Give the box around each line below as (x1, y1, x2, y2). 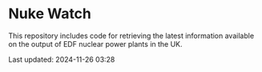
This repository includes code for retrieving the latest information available (8, 31, 255, 40)
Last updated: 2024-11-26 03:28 (8, 55, 115, 64)
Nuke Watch (8, 5, 92, 23)
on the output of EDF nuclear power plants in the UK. (8, 39, 183, 48)
